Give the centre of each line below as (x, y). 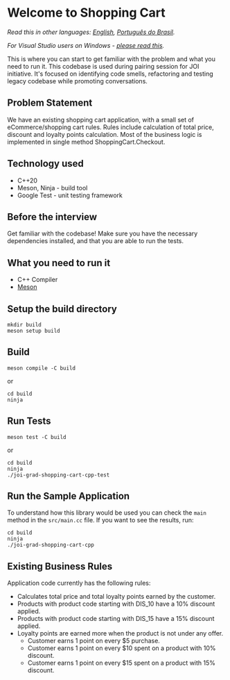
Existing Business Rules (60, 566)
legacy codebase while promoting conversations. (77, 81)
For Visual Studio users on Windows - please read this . (86, 45)
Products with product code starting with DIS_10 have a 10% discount (116, 604)
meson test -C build (37, 437)
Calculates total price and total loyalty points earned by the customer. (116, 597)
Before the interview (52, 217)
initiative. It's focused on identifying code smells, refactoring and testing (110, 74)
